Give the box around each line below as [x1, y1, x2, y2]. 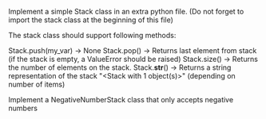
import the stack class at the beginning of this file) [8, 15, 174, 25]
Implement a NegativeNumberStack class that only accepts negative [8, 95, 234, 104]
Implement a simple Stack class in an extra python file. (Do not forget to [8, 7, 244, 16]
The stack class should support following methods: [8, 31, 177, 40]
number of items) [8, 79, 66, 89]
